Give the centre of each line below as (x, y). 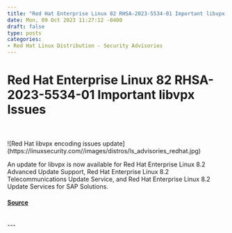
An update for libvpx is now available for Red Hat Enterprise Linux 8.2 (107, 164)
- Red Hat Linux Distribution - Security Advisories (85, 46)
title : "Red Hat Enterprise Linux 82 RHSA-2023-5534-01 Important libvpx (116, 14)
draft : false (26, 26)
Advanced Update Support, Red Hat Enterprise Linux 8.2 (88, 171)
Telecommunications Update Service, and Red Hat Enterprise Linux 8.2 (109, 179)
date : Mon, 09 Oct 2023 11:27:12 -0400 (65, 20)
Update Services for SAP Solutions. (58, 186)
